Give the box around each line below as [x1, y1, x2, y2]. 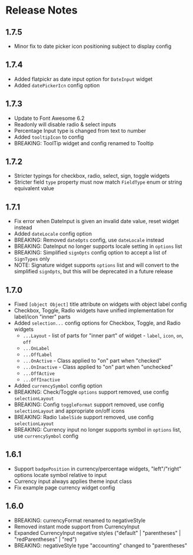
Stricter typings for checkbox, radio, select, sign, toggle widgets [14, 172, 170, 179]
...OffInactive [22, 377, 60, 383]
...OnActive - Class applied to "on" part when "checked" [22, 357, 162, 364]
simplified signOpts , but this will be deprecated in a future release [14, 268, 173, 275]
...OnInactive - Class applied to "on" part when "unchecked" [22, 364, 173, 371]
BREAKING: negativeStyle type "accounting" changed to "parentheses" [14, 541, 188, 549]
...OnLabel [22, 346, 50, 352]
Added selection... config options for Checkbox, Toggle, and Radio [14, 319, 181, 327]
